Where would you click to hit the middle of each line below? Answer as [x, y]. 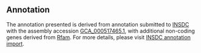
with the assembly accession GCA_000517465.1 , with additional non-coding [101, 31]
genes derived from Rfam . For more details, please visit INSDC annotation [99, 37]
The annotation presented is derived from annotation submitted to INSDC [98, 24]
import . [15, 43]
